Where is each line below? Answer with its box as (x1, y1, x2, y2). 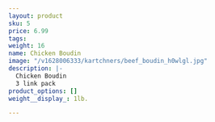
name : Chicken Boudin (8, 49, 82, 57)
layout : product (8, 11, 63, 20)
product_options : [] (8, 86, 78, 95)
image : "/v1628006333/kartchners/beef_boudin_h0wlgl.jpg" (8, 57, 208, 65)
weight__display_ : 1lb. (8, 95, 89, 103)
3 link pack (15, 79, 57, 87)
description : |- (8, 65, 63, 73)
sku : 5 (8, 19, 31, 27)
